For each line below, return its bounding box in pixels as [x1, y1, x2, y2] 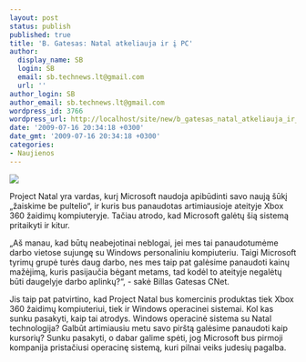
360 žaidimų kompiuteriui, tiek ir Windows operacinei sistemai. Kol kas [9, 303, 274, 314]
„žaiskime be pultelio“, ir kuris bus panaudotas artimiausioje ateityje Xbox [9, 200, 284, 211]
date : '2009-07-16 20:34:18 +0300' [9, 124, 145, 133]
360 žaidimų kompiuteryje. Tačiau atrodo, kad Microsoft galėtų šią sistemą [9, 210, 290, 221]
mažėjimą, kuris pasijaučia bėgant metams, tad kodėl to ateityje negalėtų [9, 266, 282, 277]
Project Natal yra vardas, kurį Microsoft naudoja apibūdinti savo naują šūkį [9, 190, 288, 201]
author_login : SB [9, 89, 76, 98]
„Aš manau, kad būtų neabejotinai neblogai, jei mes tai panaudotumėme [9, 237, 280, 248]
